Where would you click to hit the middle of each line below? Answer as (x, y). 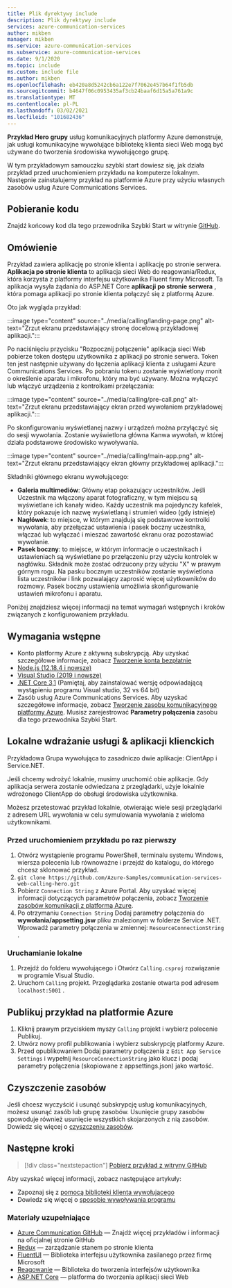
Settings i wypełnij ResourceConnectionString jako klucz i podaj (108, 1059)
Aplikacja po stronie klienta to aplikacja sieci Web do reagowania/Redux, (112, 272)
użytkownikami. (29, 822)
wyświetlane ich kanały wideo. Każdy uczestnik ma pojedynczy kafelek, (120, 505)
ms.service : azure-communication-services (69, 46)
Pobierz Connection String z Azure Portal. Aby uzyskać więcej (106, 891)
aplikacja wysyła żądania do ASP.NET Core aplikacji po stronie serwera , (112, 286)
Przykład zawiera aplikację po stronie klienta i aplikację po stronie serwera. (114, 264)
